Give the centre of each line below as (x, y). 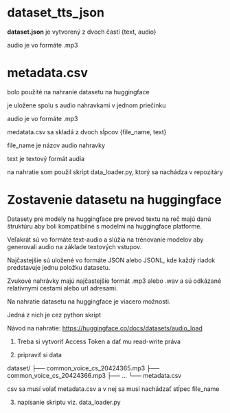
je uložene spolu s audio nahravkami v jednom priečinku (87, 105)
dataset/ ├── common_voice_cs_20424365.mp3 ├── (83, 368)
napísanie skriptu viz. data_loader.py (69, 402)
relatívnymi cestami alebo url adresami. (62, 288)
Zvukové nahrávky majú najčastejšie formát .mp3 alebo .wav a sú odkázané (114, 281)
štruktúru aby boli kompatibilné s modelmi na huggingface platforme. (105, 226)
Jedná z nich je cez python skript (54, 315)
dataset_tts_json (56, 13)
